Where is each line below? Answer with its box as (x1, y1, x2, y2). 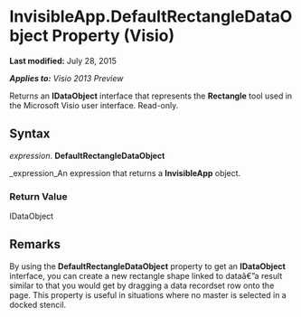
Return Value (9, 190, 68, 202)
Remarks (9, 237, 61, 252)
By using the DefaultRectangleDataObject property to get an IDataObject (9, 260, 287, 272)
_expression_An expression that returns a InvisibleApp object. (9, 167, 241, 178)
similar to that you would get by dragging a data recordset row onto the (9, 280, 275, 291)
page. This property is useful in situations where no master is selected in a (9, 289, 287, 300)
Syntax (9, 126, 51, 142)
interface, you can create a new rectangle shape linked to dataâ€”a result (9, 270, 283, 281)
